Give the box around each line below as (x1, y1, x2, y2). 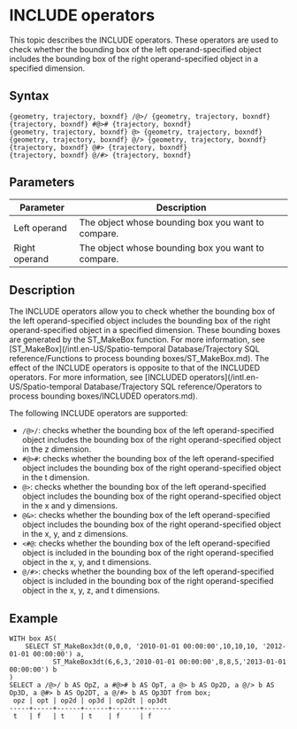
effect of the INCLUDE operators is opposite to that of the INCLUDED (9, 362, 261, 373)
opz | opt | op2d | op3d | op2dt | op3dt (12, 696, 168, 705)
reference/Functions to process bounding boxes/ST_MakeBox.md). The (9, 353, 270, 364)
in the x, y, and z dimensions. (21, 529, 129, 539)
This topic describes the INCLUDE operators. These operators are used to (9, 35, 278, 45)
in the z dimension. (21, 444, 92, 454)
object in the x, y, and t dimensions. (21, 557, 152, 568)
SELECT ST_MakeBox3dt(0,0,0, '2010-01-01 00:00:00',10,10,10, (25, 642, 259, 651)
